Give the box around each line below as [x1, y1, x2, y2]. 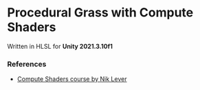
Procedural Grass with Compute [7, 5, 194, 21]
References [7, 59, 47, 69]
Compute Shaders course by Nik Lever [16, 75, 127, 83]
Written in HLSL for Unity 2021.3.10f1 [7, 42, 113, 50]
